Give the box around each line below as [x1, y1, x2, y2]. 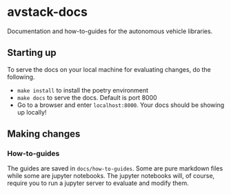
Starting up [7, 47, 57, 59]
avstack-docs [7, 4, 88, 20]
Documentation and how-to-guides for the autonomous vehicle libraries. [7, 27, 213, 35]
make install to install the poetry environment [17, 86, 149, 94]
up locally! [17, 108, 47, 116]
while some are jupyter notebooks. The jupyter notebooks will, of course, [7, 172, 215, 180]
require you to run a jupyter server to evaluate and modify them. [7, 179, 189, 187]
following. [7, 72, 35, 81]
